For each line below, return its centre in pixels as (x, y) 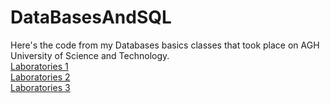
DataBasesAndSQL (91, 17)
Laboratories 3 (40, 87)
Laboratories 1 (39, 66)
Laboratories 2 (40, 77)
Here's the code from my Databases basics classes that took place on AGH (165, 45)
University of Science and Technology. (90, 55)
